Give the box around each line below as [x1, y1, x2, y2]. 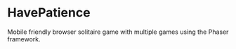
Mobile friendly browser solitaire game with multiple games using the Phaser [7, 28, 229, 36]
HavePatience [7, 5, 91, 21]
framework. [7, 35, 41, 43]
